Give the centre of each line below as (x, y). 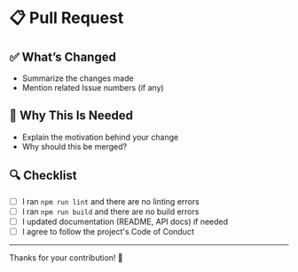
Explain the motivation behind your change (100, 137)
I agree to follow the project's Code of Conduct (108, 231)
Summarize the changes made (78, 78)
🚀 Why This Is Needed (71, 116)
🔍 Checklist (43, 176)
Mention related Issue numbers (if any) (93, 88)
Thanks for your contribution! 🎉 (66, 257)
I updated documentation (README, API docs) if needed (125, 221)
